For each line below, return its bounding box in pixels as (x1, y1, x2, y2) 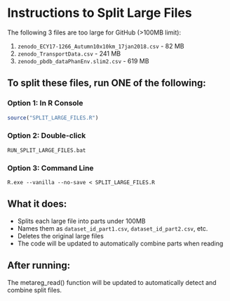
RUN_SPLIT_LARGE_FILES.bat (7, 146, 86, 154)
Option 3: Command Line (7, 163, 94, 173)
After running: (7, 260, 71, 271)
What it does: (7, 198, 67, 210)
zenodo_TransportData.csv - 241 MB (17, 49, 121, 58)
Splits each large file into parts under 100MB (17, 217, 146, 225)
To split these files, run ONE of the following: (7, 77, 207, 89)
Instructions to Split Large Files (7, 5, 192, 21)
